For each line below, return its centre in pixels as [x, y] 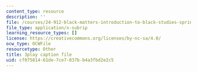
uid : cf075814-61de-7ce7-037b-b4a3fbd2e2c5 [60, 60]
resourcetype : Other [31, 49]
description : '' [26, 17]
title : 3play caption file [39, 55]
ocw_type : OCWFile [28, 44]
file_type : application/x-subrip [47, 28]
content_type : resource [35, 11]
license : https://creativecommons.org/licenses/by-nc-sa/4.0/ [84, 38]
